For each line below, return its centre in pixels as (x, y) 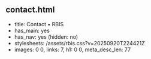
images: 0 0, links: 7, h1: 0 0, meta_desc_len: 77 (73, 49)
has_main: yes (32, 30)
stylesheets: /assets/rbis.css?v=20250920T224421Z (79, 43)
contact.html (30, 10)
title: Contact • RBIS (39, 24)
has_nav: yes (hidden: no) (46, 37)
